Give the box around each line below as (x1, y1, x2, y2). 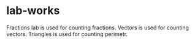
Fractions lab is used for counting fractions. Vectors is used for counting (6, 24, 189, 31)
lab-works (6, 4, 60, 18)
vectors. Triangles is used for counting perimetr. (6, 30, 128, 37)
